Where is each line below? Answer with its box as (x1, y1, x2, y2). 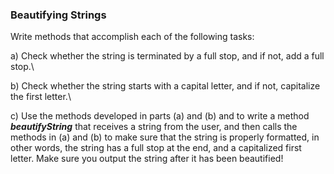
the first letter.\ (10, 91, 72, 103)
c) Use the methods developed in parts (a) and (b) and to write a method (10, 110, 310, 122)
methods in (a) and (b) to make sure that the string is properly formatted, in (10, 131, 320, 143)
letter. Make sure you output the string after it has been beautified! (10, 153, 284, 165)
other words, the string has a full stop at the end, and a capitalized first (10, 142, 302, 154)
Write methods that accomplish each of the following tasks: (10, 31, 255, 43)
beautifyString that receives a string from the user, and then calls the (10, 121, 298, 133)
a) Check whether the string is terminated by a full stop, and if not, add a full (10, 50, 325, 62)
